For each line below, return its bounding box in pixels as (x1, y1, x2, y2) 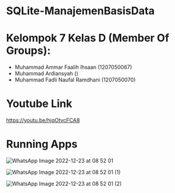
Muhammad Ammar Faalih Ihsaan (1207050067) (14, 64, 132, 71)
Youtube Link (6, 97, 72, 110)
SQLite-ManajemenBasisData (6, 4, 155, 18)
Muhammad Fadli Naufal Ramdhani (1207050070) (14, 76, 136, 84)
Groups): (6, 44, 51, 58)
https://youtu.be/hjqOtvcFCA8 (6, 117, 80, 124)
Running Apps (6, 138, 78, 151)
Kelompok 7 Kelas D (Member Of (6, 31, 170, 45)
